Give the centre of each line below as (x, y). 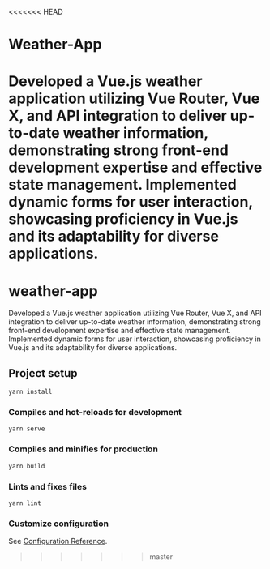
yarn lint (25, 503)
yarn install (30, 392)
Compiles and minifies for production (83, 449)
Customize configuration (59, 524)
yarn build (27, 466)
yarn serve (27, 429)
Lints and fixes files (48, 486)
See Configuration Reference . (58, 541)
